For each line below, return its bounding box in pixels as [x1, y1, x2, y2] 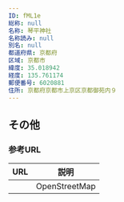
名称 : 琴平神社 [8, 26, 52, 34]
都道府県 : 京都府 [8, 49, 58, 57]
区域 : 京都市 [8, 57, 46, 65]
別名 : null [8, 42, 42, 50]
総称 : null [8, 19, 42, 27]
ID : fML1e [8, 11, 42, 20]
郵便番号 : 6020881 [8, 79, 66, 87]
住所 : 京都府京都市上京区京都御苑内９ [8, 86, 118, 95]
